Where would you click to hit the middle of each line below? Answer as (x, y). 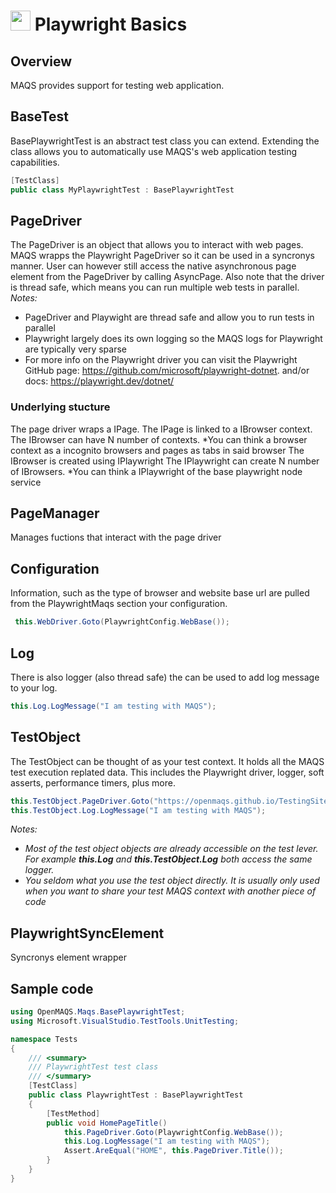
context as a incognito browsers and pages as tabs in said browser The (157, 450)
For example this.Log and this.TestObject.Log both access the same (168, 859)
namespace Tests (44, 1039)
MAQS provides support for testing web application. (117, 85)
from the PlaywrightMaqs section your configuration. (119, 604)
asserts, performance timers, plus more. (93, 782)
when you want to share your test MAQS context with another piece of (170, 891)
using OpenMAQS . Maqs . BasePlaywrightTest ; (98, 1012)
